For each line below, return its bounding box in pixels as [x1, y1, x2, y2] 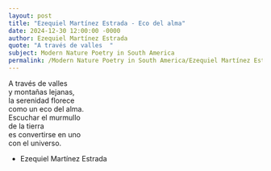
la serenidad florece [8, 96, 75, 105]
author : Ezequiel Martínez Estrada [8, 34, 128, 43]
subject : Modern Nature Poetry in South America [8, 49, 175, 57]
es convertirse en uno [8, 129, 81, 139]
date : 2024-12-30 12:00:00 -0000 [8, 26, 121, 35]
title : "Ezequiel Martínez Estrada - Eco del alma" [8, 19, 186, 27]
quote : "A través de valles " [8, 42, 114, 50]
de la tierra [8, 121, 44, 131]
